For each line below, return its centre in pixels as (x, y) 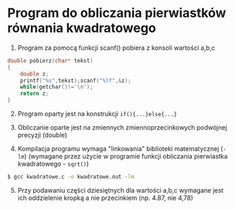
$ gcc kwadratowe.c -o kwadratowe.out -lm (71, 177)
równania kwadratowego (82, 28)
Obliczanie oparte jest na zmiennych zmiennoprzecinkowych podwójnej (122, 128)
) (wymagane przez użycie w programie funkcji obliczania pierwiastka (126, 157)
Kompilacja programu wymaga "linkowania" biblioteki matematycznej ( (120, 149)
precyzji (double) (42, 135)
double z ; (35, 74)
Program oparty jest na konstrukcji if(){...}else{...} (97, 114)
